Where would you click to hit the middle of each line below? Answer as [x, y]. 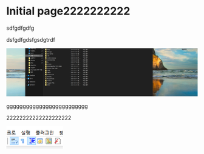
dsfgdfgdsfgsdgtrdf [31, 39]
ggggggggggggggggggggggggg [47, 106]
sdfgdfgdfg [20, 28]
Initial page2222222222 [68, 11]
